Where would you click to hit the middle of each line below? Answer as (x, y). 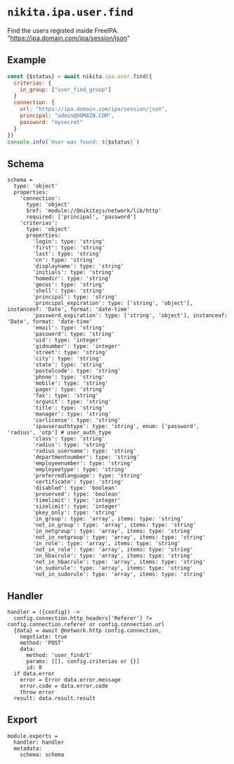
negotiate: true (44, 637)
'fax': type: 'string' (66, 396)
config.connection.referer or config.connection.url (86, 625)
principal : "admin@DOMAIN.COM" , (67, 115)
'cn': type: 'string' (64, 260)
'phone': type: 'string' (69, 377)
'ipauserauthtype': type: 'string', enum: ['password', (116, 427)
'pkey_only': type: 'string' (75, 513)
